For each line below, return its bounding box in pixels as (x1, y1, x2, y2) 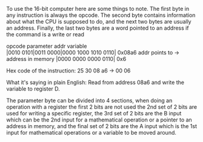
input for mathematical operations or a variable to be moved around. (6, 129, 177, 136)
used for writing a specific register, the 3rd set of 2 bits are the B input (6, 110, 182, 117)
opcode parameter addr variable (6, 42, 87, 50)
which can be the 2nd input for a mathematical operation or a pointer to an (6, 116, 192, 123)
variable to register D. (6, 85, 61, 92)
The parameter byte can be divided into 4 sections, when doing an (6, 97, 173, 104)
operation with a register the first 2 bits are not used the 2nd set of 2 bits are (6, 103, 198, 111)
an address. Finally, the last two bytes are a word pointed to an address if (6, 24, 189, 31)
